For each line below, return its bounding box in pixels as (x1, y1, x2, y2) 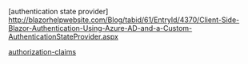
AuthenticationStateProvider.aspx (8, 32, 118, 41)
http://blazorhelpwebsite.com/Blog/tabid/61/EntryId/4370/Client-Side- (8, 15, 240, 24)
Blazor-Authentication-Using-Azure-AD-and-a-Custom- (8, 24, 193, 32)
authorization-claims (8, 47, 77, 56)
